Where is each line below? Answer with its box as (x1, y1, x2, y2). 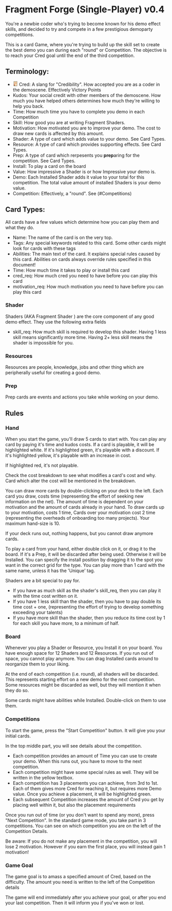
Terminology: (5, 67, 49, 76)
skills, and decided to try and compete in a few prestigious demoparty (5, 26, 153, 32)
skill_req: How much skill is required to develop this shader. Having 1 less (12, 329, 166, 335)
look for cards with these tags (12, 245, 76, 251)
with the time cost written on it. (12, 593, 78, 599)
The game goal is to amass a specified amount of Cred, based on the (5, 874, 151, 880)
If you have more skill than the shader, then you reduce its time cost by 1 (12, 615, 165, 621)
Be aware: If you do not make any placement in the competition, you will (5, 838, 157, 844)
